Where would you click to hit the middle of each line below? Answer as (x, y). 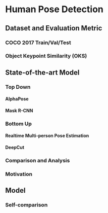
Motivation (19, 174)
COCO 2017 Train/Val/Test (38, 43)
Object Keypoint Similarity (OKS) (46, 56)
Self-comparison (26, 205)
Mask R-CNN (19, 111)
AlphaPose (17, 99)
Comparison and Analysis (38, 160)
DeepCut (15, 148)
